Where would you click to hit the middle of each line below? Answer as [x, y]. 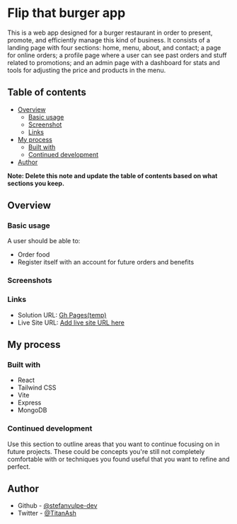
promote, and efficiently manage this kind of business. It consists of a [109, 40]
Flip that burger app [67, 13]
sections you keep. [36, 183]
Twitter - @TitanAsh [47, 513]
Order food [34, 255]
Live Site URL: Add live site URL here [71, 322]
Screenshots [30, 281]
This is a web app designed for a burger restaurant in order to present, [110, 33]
